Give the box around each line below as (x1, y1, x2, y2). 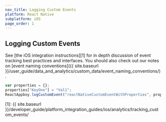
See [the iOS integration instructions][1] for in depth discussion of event (5, 52, 151, 58)
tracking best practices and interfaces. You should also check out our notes (5, 58, 160, 64)
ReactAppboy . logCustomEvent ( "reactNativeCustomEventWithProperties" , (5, 92, 152, 97)
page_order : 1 (5, 21, 35, 26)
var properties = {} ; (5, 83, 50, 88)
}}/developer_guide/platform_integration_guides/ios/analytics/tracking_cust (5, 106, 159, 112)
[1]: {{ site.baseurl (5, 101, 41, 107)
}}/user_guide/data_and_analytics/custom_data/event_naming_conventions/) (5, 68, 161, 74)
